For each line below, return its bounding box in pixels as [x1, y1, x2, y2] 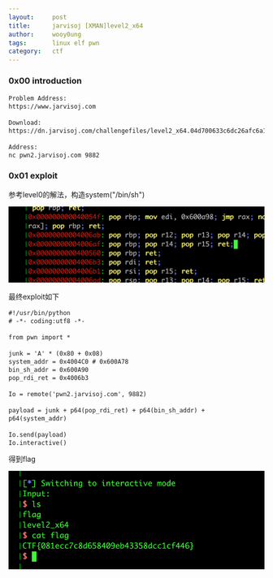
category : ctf [8, 47, 63, 56]
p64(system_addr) [8, 414, 67, 422]
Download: [8, 119, 42, 127]
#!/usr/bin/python [8, 308, 71, 317]
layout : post [8, 13, 67, 21]
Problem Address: [8, 94, 67, 103]
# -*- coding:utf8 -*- [8, 317, 85, 325]
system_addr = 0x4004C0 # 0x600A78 [8, 357, 129, 365]
